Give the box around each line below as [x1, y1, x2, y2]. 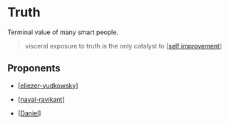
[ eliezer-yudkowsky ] [17, 81, 78, 90]
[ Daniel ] [17, 108, 41, 118]
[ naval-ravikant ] [17, 95, 66, 103]
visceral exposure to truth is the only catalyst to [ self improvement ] [24, 41, 223, 50]
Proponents [7, 62, 61, 75]
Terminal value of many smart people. [7, 28, 119, 36]
